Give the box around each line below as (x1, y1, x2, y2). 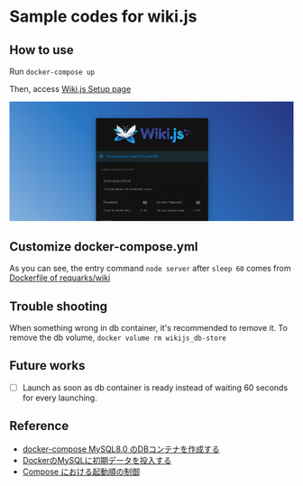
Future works (9, 358, 86, 373)
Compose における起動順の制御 (22, 466, 141, 477)
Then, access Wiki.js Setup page (9, 84, 132, 94)
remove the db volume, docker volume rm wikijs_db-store (9, 332, 227, 343)
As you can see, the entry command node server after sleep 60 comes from (9, 263, 291, 274)
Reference (9, 418, 69, 434)
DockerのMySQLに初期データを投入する (22, 454, 172, 465)
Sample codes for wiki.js (9, 6, 197, 27)
